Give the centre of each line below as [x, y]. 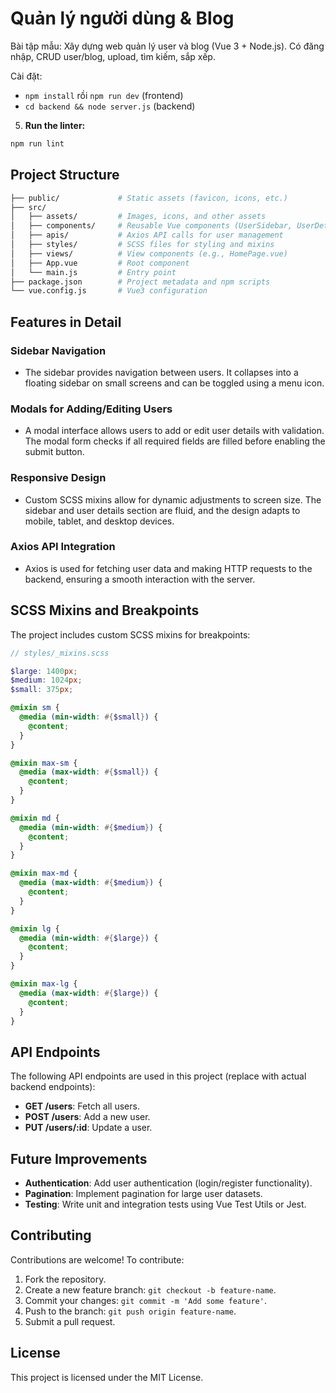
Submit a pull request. [70, 1321]
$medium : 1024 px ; [46, 680]
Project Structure [65, 175]
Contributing [51, 1235]
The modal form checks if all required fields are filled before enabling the [175, 441]
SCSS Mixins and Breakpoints [105, 610]
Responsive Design [58, 478]
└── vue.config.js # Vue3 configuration [109, 291]
